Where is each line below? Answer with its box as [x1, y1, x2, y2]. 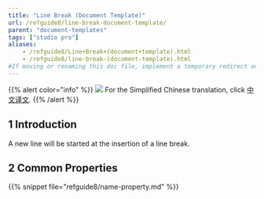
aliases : [8, 41, 37, 49]
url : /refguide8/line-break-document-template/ [8, 19, 167, 27]
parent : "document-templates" [8, 26, 108, 34]
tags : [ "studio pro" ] [8, 33, 79, 42]
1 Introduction [8, 118, 77, 132]
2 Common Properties [8, 161, 118, 175]
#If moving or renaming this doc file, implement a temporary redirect [8, 63, 247, 71]
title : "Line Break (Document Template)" [8, 11, 146, 20]
